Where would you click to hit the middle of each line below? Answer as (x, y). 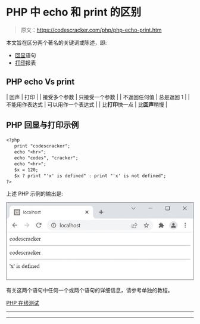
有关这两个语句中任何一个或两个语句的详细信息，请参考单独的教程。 (90, 290)
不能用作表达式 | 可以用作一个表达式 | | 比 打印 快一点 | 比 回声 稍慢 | (87, 104)
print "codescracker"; (42, 146)
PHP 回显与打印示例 (43, 125)
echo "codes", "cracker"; (46, 158)
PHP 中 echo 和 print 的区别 (74, 12)
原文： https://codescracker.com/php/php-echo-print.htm (91, 30)
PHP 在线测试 (23, 303)
